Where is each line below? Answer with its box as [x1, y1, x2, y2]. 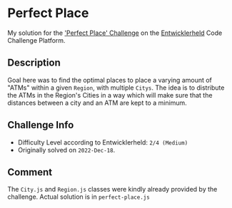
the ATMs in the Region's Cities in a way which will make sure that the [7, 90, 213, 99]
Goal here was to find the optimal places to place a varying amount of [7, 76, 213, 84]
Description [7, 57, 61, 69]
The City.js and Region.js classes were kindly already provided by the [7, 185, 218, 194]
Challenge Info [7, 119, 74, 131]
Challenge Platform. [7, 36, 66, 44]
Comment [7, 166, 53, 178]
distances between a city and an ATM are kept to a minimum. [7, 98, 187, 107]
